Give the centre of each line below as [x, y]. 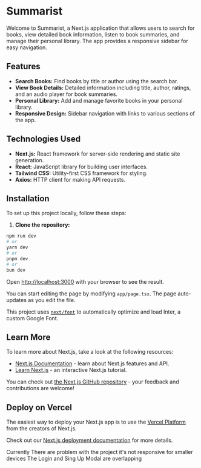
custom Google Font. [32, 318]
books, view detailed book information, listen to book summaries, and [93, 34]
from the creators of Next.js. [41, 428]
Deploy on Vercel [39, 408]
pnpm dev [17, 259]
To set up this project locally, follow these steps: [66, 213]
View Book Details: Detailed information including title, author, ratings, [103, 88]
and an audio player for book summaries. [66, 94]
